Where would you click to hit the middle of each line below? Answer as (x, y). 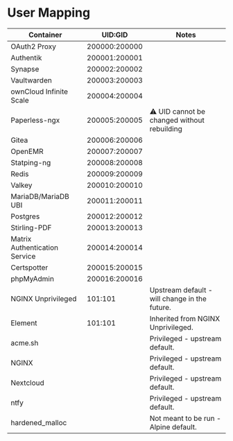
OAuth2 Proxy (34, 46)
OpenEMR (27, 151)
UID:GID (115, 35)
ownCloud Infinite (39, 92)
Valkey (21, 185)
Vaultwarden (31, 80)
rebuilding (166, 128)
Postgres (25, 216)
